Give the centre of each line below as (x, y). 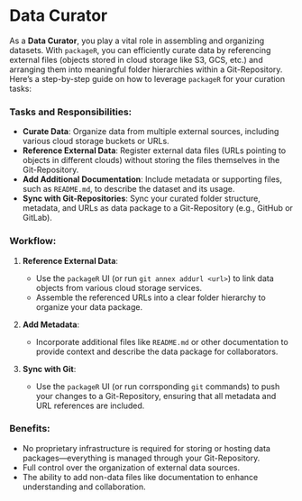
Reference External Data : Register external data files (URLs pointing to (154, 150)
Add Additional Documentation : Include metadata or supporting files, (152, 179)
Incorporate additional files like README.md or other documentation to (162, 342)
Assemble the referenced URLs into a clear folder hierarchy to (151, 297)
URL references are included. (90, 405)
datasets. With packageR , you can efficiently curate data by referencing (140, 50)
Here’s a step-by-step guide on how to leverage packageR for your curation (147, 78)
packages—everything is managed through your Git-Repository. (141, 458)
